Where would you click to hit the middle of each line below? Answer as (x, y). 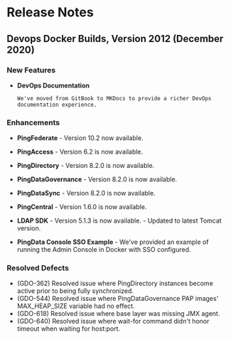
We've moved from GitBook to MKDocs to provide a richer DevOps (114, 98)
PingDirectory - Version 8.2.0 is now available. (86, 166)
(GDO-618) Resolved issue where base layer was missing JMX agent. (118, 314)
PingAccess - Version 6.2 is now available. (80, 152)
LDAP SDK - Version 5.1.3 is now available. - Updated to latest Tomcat (119, 221)
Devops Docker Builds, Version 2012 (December (115, 39)
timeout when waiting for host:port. (69, 329)
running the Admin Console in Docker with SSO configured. (104, 250)
